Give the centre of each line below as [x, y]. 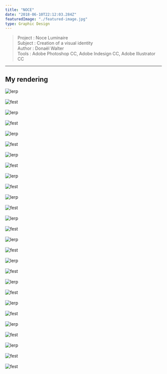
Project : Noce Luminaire [42, 38]
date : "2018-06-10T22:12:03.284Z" [41, 14]
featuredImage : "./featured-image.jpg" [46, 19]
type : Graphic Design [28, 24]
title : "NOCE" [20, 10]
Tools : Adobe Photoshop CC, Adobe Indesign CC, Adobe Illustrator [86, 54]
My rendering [27, 79]
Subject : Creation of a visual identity [55, 43]
